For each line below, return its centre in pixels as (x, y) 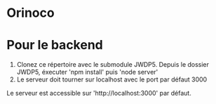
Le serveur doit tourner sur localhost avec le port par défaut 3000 (112, 79)
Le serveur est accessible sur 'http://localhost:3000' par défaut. (99, 93)
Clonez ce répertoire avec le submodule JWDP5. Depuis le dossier (113, 65)
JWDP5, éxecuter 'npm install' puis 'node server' (87, 72)
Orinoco (31, 13)
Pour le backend (55, 45)
